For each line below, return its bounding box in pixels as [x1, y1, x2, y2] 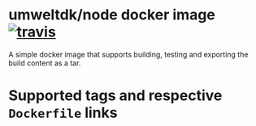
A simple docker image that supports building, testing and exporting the [8, 49, 249, 59]
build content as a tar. [8, 58, 81, 68]
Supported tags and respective [8, 86, 223, 105]
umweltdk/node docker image [8, 6, 215, 24]
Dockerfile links [8, 103, 118, 122]
